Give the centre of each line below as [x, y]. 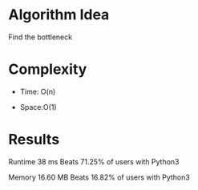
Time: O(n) [38, 91]
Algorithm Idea [59, 15]
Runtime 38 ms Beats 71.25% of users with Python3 [94, 161]
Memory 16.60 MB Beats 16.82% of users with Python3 [99, 177]
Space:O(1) [38, 107]
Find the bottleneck [40, 37]
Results [34, 140]
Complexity [48, 69]
